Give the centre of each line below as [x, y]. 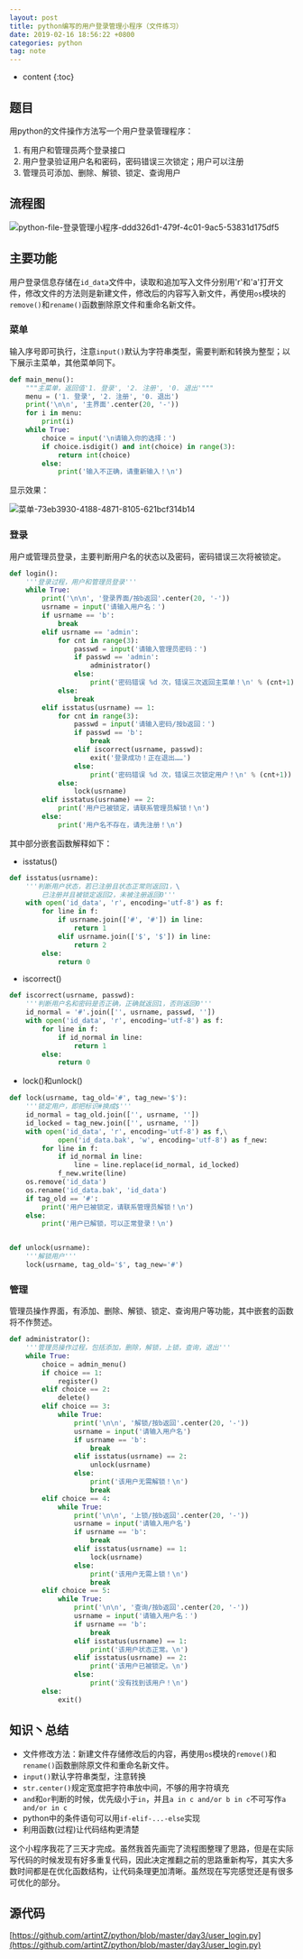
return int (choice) [94, 455]
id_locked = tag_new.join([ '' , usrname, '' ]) [113, 1123]
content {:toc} [48, 77]
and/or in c [45, 1808]
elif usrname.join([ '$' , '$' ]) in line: [134, 936]
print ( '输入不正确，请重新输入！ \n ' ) [120, 472]
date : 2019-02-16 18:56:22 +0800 [72, 34]
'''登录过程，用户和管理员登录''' [82, 582]
